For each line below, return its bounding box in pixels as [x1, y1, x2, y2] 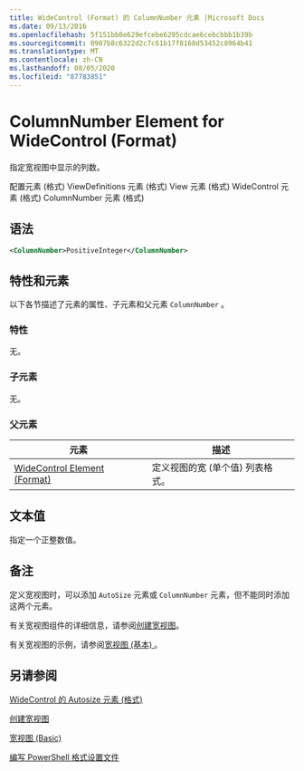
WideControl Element [14, 462, 105, 475]
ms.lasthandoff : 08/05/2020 [9, 64, 116, 73]
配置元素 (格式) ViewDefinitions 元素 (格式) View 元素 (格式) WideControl [9, 180, 279, 191]
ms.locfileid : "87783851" [9, 72, 107, 82]
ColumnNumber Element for [9, 111, 224, 131]
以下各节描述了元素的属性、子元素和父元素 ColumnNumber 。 [9, 299, 229, 310]
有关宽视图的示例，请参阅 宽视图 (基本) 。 [9, 639, 163, 650]
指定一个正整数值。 [9, 534, 81, 545]
